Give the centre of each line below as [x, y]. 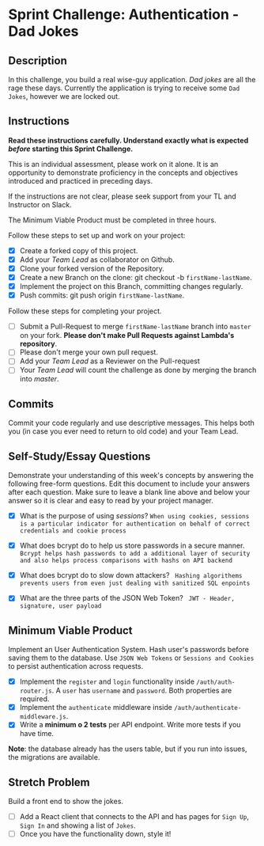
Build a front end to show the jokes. [66, 802]
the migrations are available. [54, 757]
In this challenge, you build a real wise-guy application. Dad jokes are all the [132, 80]
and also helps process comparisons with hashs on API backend [126, 561]
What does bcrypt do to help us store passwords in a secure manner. [132, 546]
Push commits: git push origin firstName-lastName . [102, 295]
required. [34, 699]
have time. [36, 734]
